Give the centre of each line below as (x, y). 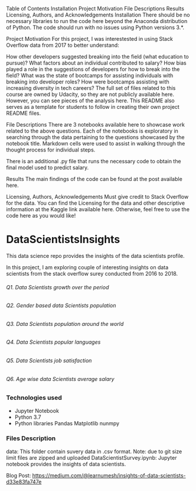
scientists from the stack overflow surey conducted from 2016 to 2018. (92, 273)
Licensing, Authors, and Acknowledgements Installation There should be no (98, 15)
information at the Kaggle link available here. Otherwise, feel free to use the (98, 209)
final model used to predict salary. (48, 167)
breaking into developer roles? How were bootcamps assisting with (88, 82)
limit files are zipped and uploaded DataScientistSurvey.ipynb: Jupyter (92, 457)
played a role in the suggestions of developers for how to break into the (93, 69)
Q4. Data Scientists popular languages (53, 342)
